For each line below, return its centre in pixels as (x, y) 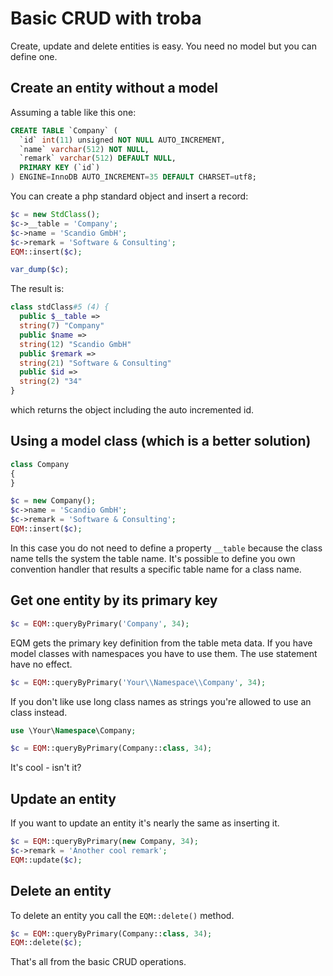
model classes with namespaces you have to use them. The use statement (164, 653)
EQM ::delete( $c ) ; (46, 943)
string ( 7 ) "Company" (62, 326)
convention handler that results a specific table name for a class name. (156, 569)
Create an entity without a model (114, 88)
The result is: (37, 289)
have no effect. (41, 664)
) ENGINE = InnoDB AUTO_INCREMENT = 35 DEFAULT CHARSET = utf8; (133, 177)
